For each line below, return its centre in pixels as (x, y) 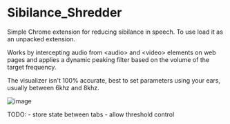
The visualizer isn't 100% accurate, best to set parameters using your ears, (114, 80)
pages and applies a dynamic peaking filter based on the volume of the (108, 59)
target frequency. (32, 67)
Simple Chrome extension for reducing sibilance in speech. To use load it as (115, 32)
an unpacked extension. (41, 39)
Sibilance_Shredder (65, 13)
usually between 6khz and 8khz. (54, 87)
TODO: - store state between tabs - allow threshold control (91, 114)
